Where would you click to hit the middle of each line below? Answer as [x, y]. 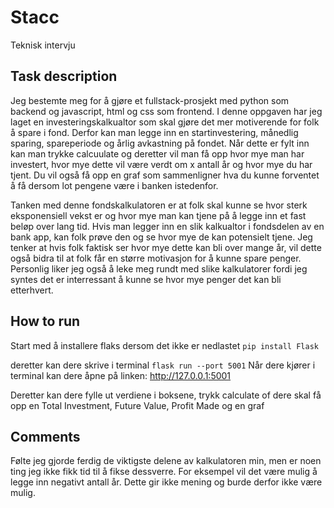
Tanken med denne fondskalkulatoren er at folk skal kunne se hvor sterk [159, 205]
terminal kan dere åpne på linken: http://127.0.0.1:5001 [121, 375]
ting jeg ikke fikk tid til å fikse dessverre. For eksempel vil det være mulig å [164, 472]
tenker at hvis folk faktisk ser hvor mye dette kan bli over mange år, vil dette [166, 247]
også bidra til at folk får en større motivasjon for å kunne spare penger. [156, 258]
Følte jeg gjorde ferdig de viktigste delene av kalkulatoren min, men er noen [166, 461]
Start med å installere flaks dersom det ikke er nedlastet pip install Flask [164, 345]
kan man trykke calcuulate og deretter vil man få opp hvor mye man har [157, 153]
